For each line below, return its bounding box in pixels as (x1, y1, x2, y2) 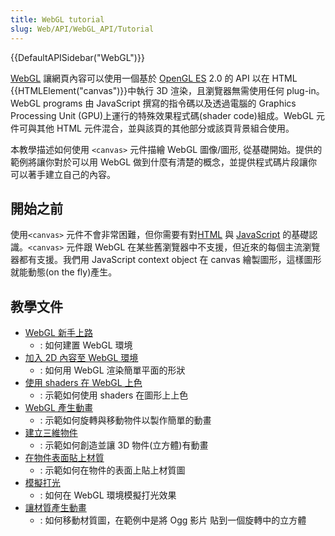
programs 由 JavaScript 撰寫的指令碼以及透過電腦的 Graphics (43, 97, 297, 109)
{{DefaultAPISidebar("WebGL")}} (10, 51, 145, 63)
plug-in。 (286, 84, 325, 96)
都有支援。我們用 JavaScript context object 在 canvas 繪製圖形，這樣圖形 (18, 254, 322, 266)
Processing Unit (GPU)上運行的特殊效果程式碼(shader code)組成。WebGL (10, 109, 315, 121)
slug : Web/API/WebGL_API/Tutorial (10, 24, 155, 34)
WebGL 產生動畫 (24, 402, 93, 414)
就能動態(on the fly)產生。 (10, 266, 118, 278)
